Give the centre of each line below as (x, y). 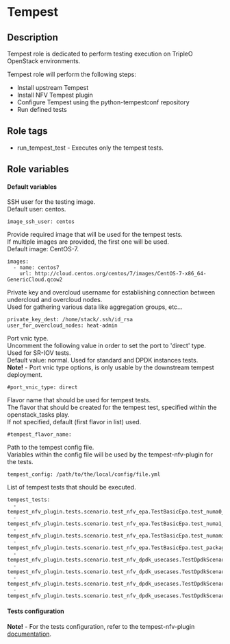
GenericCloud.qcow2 (35, 280)
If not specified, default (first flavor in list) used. (74, 422)
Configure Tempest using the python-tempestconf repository (103, 102)
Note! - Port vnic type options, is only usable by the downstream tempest (111, 367)
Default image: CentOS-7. (43, 249)
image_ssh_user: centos (41, 222)
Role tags (27, 131)
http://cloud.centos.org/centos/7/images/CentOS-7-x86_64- (120, 274)
